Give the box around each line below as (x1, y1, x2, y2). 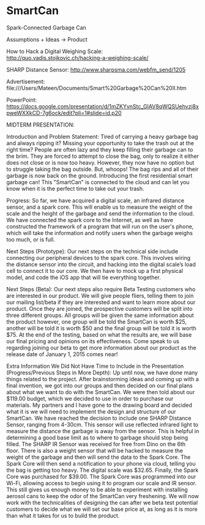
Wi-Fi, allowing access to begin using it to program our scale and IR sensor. (6, 479, 197, 486)
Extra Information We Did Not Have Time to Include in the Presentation (6, 362, 184, 370)
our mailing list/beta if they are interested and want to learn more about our (6, 298, 196, 306)
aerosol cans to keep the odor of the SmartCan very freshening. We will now (6, 492, 199, 499)
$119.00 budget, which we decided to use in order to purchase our (6, 395, 174, 402)
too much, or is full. (6, 236, 55, 243)
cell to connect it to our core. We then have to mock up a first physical (6, 267, 184, 274)
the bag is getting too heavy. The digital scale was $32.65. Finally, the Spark (6, 466, 199, 474)
